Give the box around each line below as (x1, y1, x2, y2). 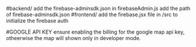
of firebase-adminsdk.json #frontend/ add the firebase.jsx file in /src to (6, 11, 178, 18)
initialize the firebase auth (6, 17, 69, 24)
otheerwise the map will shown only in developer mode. (6, 35, 141, 41)
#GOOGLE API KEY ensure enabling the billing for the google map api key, (6, 28, 185, 35)
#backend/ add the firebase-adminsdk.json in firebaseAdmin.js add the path (6, 5, 191, 12)
